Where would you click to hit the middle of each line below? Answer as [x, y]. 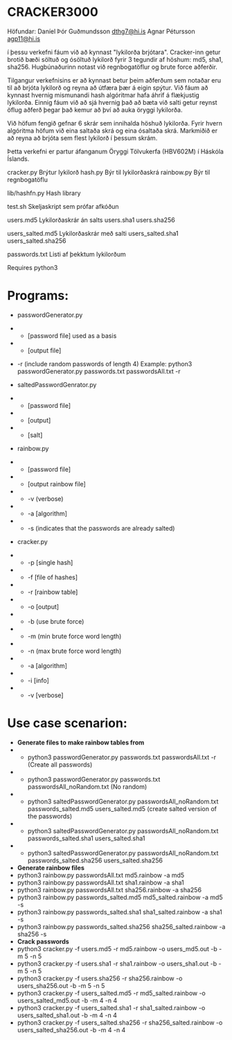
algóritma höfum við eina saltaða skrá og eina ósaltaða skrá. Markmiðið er [113, 130]
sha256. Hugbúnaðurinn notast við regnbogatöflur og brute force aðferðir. [113, 67]
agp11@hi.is [24, 38]
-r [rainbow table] [53, 592]
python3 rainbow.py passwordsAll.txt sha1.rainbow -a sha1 [101, 883]
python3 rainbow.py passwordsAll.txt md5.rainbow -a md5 [101, 875]
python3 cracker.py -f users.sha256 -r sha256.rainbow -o [100, 978]
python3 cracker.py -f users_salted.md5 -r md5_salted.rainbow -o [111, 993]
